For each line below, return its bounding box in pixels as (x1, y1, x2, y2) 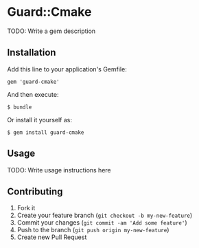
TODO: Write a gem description (7, 27, 96, 35)
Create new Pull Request (16, 233, 87, 241)
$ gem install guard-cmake (7, 128, 84, 136)
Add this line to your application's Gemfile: (7, 65, 127, 73)
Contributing (7, 185, 63, 197)
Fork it (16, 204, 36, 212)
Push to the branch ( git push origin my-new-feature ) (16, 226, 169, 234)
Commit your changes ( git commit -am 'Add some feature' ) (16, 218, 187, 227)
